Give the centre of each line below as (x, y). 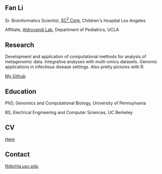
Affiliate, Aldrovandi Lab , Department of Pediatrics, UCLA (62, 30)
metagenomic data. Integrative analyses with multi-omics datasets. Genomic (81, 62)
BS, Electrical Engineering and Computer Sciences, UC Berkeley (69, 113)
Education (21, 91)
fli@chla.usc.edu (22, 166)
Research (20, 45)
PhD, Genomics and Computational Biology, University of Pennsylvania (75, 103)
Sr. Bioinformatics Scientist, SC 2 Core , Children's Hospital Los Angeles (75, 20)
